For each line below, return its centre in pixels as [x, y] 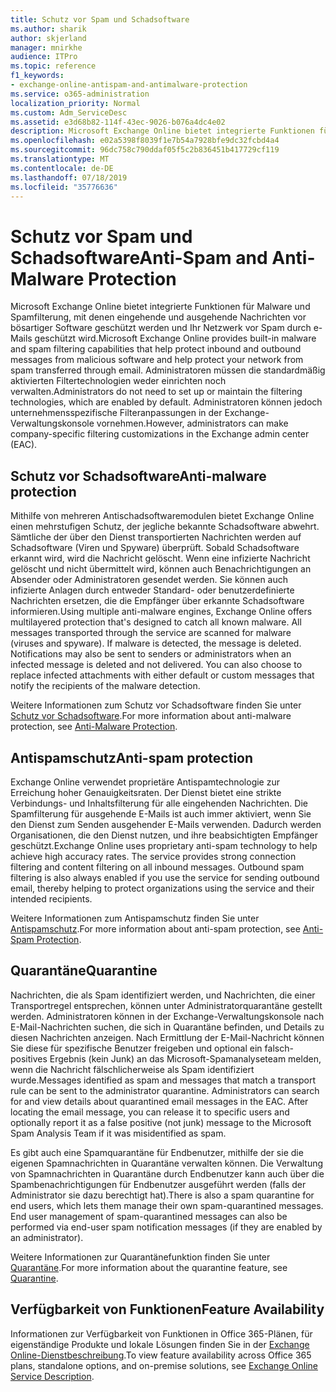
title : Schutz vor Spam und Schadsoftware [100, 19]
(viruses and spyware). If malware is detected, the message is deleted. [156, 643]
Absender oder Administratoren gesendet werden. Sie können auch [149, 580]
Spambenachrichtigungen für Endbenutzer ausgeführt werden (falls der [158, 1184]
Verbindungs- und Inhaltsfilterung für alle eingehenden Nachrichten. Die [159, 803]
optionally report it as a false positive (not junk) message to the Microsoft [161, 1122]
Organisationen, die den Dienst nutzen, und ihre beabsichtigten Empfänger [164, 835]
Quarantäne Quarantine [84, 971]
